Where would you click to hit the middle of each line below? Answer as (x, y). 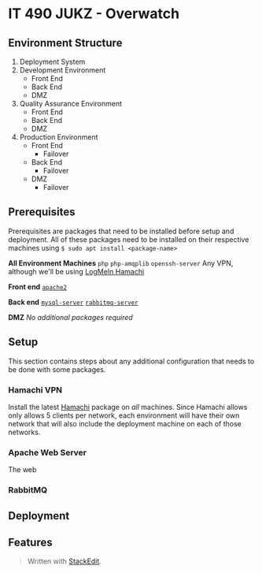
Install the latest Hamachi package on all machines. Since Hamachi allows (128, 407)
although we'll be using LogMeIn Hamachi (76, 271)
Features (30, 542)
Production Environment (59, 137)
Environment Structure (65, 43)
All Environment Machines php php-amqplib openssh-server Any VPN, (121, 263)
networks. (24, 432)
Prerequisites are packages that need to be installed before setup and (121, 231)
